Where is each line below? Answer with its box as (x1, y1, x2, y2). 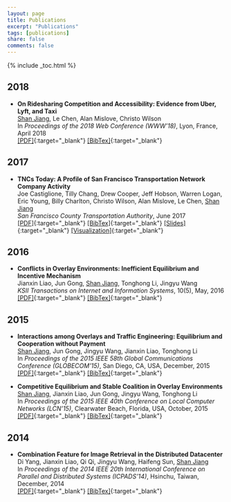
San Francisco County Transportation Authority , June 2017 (17, 212, 186, 220)
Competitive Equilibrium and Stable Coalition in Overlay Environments (17, 382, 223, 391)
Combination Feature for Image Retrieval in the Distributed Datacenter (17, 450, 223, 458)
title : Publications (7, 17, 67, 24)
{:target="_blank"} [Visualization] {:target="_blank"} (17, 226, 164, 234)
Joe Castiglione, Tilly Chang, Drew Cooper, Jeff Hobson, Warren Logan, (17, 189, 223, 198)
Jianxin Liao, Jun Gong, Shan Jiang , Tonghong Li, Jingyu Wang (17, 279, 198, 288)
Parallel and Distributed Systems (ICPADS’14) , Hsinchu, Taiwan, (17, 472, 199, 481)
